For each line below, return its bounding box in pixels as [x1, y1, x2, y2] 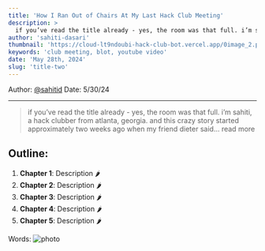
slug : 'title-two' [8, 63, 69, 71]
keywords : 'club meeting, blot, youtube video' [8, 48, 168, 56]
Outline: [8, 147, 49, 160]
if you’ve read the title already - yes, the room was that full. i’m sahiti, [27, 107, 252, 117]
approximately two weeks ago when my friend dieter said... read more [27, 124, 256, 133]
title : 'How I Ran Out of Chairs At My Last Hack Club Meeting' [8, 11, 224, 20]
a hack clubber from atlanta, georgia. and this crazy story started [27, 115, 239, 125]
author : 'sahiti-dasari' [8, 33, 90, 42]
